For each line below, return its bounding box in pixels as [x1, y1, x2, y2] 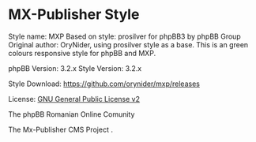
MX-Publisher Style [8, 6, 140, 24]
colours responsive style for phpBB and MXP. [8, 48, 156, 58]
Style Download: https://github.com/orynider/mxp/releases [8, 79, 200, 88]
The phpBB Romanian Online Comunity [8, 109, 135, 119]
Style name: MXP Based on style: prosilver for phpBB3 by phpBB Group [8, 32, 241, 41]
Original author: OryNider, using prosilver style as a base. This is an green [8, 39, 249, 49]
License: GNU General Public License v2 [8, 94, 141, 103]
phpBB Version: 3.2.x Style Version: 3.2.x [8, 63, 142, 73]
